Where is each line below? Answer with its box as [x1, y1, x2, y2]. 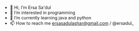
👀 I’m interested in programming [9, 10, 76, 15]
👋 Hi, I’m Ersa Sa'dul [9, 5, 51, 10]
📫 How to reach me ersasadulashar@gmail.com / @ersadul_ [9, 20, 134, 26]
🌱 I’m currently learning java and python [9, 15, 92, 20]
